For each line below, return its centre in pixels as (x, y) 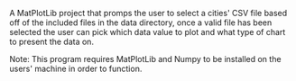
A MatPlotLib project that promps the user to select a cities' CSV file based (148, 13)
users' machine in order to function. (76, 68)
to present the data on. (52, 41)
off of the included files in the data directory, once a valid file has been (141, 22)
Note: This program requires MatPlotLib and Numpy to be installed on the (145, 59)
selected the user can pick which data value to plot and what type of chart (148, 32)
